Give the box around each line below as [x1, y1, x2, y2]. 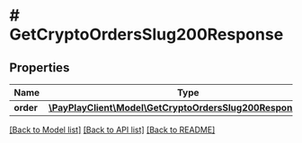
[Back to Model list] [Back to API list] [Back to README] [9, 124, 216, 135]
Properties [9, 60, 70, 75]
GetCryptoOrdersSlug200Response [9, 24, 284, 45]
